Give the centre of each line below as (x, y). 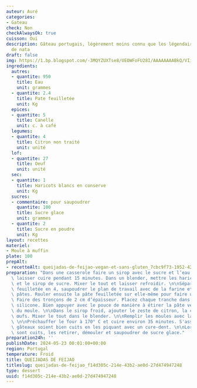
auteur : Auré (22, 11)
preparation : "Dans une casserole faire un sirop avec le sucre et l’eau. (99, 273)
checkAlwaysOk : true (31, 33)
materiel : (18, 245)
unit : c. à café (37, 126)
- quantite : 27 (30, 159)
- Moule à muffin (27, 251)
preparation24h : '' (30, 338)
